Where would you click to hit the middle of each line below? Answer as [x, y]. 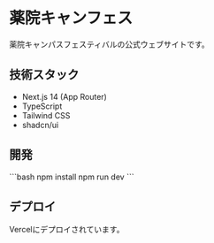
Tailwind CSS [46, 115]
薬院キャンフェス [71, 18]
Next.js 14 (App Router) [65, 96]
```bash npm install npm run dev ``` [72, 177]
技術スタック [44, 75]
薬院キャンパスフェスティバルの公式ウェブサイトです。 [109, 44]
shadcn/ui [40, 125]
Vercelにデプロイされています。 [67, 230]
